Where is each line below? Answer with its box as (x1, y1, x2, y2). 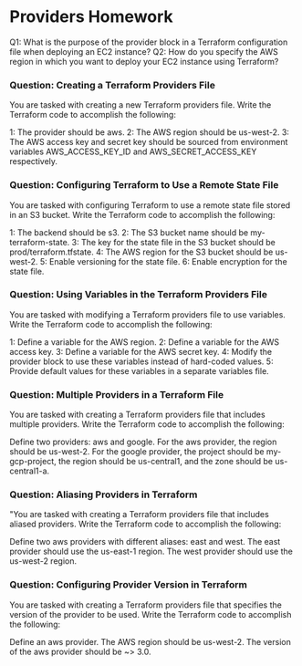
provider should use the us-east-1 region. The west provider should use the (9, 546, 294, 557)
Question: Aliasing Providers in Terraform (9, 488, 198, 501)
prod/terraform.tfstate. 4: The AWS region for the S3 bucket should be (9, 246, 274, 257)
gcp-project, (9, 456, 57, 467)
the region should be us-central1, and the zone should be (57, 456, 274, 467)
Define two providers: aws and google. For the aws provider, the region (9, 436, 277, 448)
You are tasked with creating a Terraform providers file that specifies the (9, 599, 283, 610)
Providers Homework (9, 6, 173, 27)
